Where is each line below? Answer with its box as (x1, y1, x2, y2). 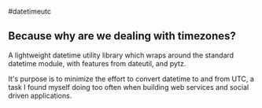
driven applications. (8, 91, 72, 100)
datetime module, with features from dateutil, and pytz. (8, 58, 186, 68)
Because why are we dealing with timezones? (8, 29, 236, 43)
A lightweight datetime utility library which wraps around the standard (8, 50, 234, 60)
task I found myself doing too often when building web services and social (8, 82, 249, 91)
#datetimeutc (8, 7, 52, 16)
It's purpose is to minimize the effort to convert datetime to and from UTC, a (8, 74, 254, 84)
